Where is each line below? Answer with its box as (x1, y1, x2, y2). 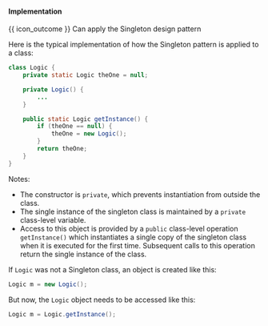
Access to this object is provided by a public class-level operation (19, 223, 238, 233)
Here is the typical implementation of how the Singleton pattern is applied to (8, 40, 259, 50)
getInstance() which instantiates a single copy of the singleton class (19, 232, 246, 242)
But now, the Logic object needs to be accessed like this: (8, 295, 196, 304)
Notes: (8, 174, 30, 183)
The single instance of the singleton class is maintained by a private (19, 207, 246, 216)
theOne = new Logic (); (50, 130, 127, 138)
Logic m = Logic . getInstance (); (8, 310, 116, 318)
